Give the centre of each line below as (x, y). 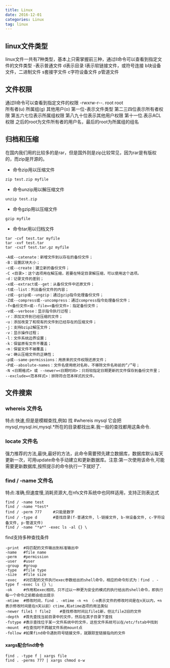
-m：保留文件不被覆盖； (27, 349)
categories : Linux (25, 19)
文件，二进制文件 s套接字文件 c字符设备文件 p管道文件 (62, 72)
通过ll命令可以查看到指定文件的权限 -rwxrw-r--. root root (64, 103)
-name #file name (26, 552)
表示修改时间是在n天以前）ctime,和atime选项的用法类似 (57, 606)
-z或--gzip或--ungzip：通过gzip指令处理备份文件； (55, 295)
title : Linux (19, 10)
